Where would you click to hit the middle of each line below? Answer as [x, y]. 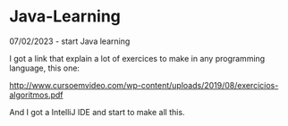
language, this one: [45, 68]
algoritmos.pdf [37, 95]
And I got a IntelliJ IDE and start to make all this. [97, 112]
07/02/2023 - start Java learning [70, 41]
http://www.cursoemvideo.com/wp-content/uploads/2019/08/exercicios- [144, 85]
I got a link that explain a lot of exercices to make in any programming [137, 58]
